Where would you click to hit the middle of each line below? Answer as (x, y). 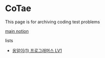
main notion (17, 31)
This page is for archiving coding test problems (52, 22)
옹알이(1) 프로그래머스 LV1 (37, 50)
